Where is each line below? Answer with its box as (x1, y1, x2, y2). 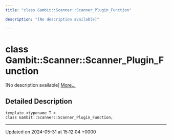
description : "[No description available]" (5, 16, 100, 22)
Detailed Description (5, 97, 73, 106)
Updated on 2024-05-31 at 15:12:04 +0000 (5, 129, 96, 135)
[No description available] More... (5, 82, 76, 88)
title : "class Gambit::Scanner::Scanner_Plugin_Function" (5, 7, 132, 13)
